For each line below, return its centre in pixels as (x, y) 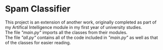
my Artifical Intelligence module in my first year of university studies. (73, 27)
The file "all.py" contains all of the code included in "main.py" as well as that (81, 37)
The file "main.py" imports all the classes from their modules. (66, 32)
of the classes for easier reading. (38, 42)
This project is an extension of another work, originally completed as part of (81, 22)
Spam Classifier (38, 9)
